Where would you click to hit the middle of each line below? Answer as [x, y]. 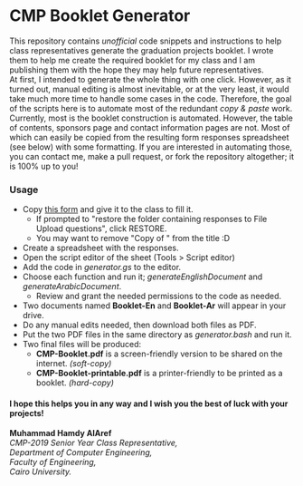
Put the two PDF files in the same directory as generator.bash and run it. [157, 335]
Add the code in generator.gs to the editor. [102, 267]
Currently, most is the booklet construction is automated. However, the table [151, 118]
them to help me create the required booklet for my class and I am [133, 60]
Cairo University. [41, 471]
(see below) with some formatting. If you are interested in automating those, [151, 147]
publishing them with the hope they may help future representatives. [137, 70]
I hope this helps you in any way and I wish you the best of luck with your [149, 403]
